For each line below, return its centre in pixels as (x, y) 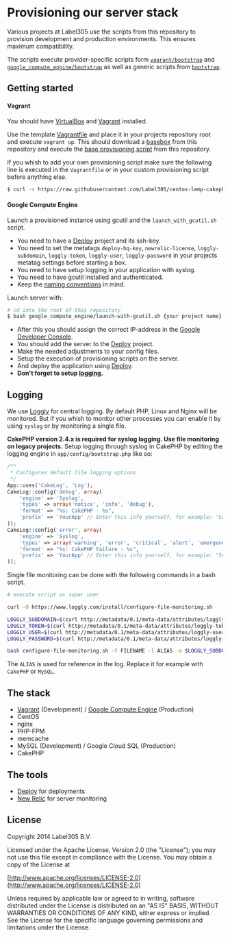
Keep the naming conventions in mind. (71, 284)
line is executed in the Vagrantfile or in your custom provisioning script (108, 169)
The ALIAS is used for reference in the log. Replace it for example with (105, 664)
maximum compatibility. (40, 46)
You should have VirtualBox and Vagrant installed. (77, 121)
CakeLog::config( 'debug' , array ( (55, 491)
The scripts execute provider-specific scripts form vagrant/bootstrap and (111, 59)
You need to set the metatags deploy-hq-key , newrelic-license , (106, 247)
